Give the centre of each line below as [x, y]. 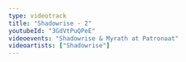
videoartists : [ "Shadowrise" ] [59, 46]
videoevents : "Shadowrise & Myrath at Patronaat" [94, 38]
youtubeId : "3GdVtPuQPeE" [52, 31]
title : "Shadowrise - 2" [50, 23]
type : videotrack [38, 16]
